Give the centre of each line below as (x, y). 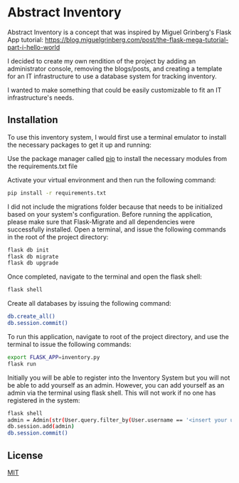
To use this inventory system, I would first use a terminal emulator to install (117, 137)
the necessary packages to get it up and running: (79, 145)
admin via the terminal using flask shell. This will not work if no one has (112, 393)
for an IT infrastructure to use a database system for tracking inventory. (112, 76)
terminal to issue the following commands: (69, 344)
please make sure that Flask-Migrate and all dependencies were (101, 222)
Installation (33, 120)
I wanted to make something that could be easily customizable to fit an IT (115, 90)
